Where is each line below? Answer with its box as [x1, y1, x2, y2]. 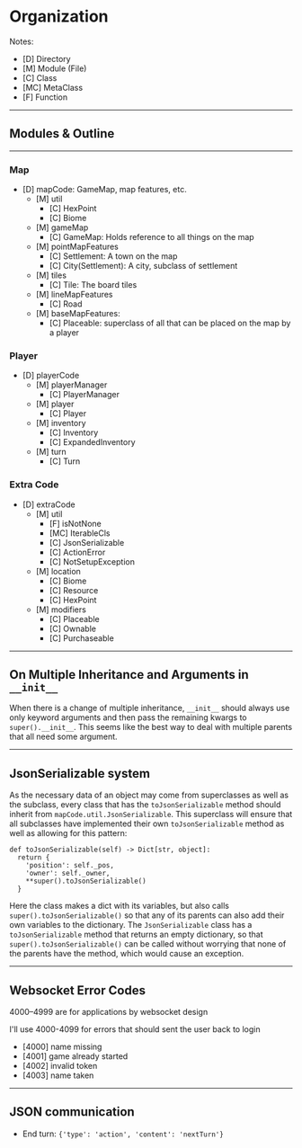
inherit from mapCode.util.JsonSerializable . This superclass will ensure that [9, 809, 293, 820]
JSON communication [9, 1104, 135, 1120]
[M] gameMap [35, 222, 89, 233]
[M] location [35, 565, 81, 576]
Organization [9, 6, 109, 27]
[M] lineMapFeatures [35, 289, 114, 300]
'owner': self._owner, [25, 869, 111, 878]
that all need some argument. [9, 731, 119, 743]
